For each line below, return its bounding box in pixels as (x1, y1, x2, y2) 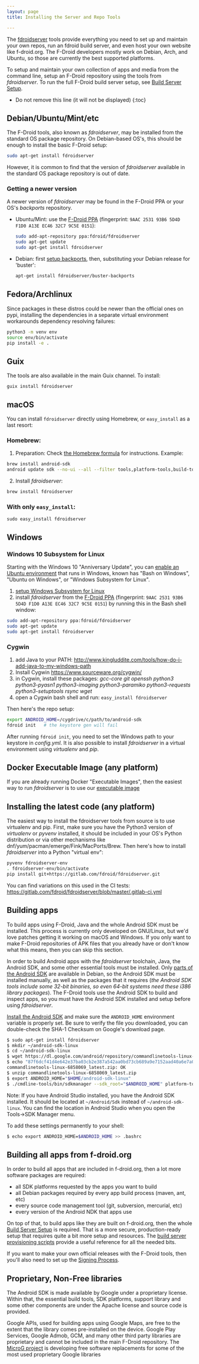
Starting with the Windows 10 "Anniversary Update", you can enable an (6, 563, 180, 571)
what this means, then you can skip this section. (6, 946, 124, 953)
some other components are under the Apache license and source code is (6, 1302, 188, 1309)
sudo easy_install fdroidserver (6, 516, 86, 522)
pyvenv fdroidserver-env (6, 860, 68, 866)
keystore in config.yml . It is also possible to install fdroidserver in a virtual (6, 739, 185, 746)
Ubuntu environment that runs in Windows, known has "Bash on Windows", (6, 569, 190, 576)
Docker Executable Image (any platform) (6, 763, 159, 773)
